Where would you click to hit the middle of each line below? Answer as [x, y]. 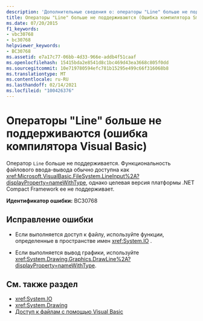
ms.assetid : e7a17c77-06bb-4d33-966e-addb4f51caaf [71, 57]
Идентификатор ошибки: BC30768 [52, 200]
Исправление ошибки [50, 220]
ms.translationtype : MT [36, 74]
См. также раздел [42, 284]
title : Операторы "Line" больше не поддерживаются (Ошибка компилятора [98, 18]
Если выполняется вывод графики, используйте [77, 253]
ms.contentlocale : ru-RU [37, 79]
